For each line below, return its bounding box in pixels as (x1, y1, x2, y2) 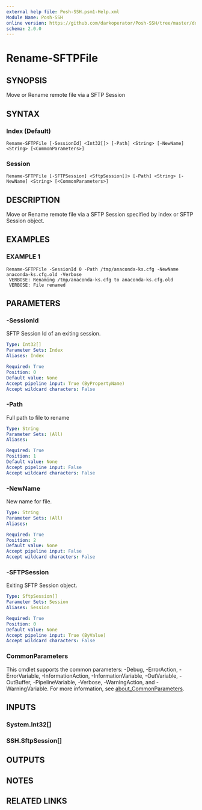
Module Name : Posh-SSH (6, 14, 63, 20)
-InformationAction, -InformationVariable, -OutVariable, (41, 672, 179, 680)
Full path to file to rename (6, 414, 70, 421)
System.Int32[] (6, 720, 52, 728)
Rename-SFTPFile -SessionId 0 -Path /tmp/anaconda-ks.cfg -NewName (6, 266, 179, 272)
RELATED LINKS (6, 796, 67, 806)
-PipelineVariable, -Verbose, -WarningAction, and (32, 678, 155, 686)
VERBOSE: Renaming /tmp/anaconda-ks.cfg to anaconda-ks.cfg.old (8, 277, 173, 283)
